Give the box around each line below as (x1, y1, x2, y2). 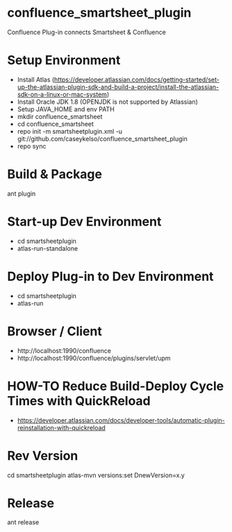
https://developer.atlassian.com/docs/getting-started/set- (54, 75, 220, 84)
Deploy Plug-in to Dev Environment (7, 268, 214, 284)
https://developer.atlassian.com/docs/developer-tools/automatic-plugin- (17, 416, 226, 424)
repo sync (17, 141, 47, 150)
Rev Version (7, 448, 78, 464)
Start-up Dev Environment (7, 214, 162, 229)
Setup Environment (7, 52, 121, 68)
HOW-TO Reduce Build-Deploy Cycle (7, 378, 224, 394)
